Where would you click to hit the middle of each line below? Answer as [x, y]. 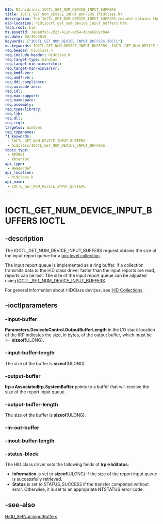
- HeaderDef [19, 168]
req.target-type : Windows [31, 59]
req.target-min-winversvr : [32, 69]
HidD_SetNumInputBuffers [31, 517]
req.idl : [14, 91]
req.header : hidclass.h [29, 50]
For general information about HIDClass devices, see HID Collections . [74, 290]
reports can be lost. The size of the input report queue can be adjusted [76, 275]
